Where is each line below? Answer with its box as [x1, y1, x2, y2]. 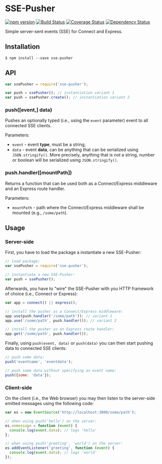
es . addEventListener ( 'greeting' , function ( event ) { [5, 445, 115, 451]
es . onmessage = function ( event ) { [5, 423, 78, 428]
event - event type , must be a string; [12, 142, 86, 148]
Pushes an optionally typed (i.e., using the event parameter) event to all [5, 117, 148, 123]
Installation [5, 42, 40, 51]
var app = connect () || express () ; [5, 300, 78, 305]
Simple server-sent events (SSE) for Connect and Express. [5, 28, 123, 34]
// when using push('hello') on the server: [5, 419, 97, 424]
